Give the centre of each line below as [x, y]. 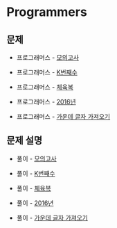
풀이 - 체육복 [34, 188]
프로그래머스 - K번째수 [47, 72]
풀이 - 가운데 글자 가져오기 [52, 218]
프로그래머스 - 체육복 [45, 87]
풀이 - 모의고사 [36, 158]
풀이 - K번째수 [36, 173]
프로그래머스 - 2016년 [46, 102]
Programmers [47, 12]
